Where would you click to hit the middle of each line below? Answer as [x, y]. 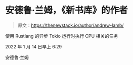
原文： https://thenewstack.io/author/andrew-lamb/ [71, 25]
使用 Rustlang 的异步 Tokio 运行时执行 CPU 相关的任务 [62, 36]
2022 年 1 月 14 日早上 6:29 [34, 46]
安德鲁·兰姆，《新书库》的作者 [66, 10]
